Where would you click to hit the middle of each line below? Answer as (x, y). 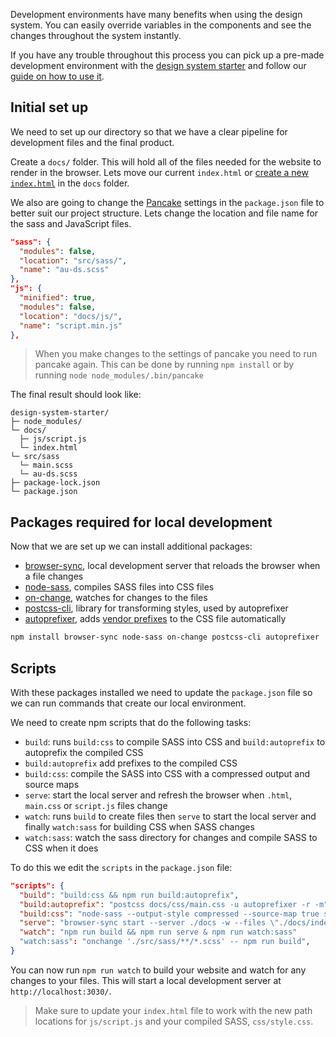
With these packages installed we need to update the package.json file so (161, 692)
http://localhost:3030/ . (61, 991)
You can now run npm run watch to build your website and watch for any (158, 970)
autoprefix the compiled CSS (84, 752)
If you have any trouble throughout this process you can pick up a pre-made (167, 55)
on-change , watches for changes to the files (116, 598)
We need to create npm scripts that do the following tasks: (131, 722)
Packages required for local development (141, 522)
